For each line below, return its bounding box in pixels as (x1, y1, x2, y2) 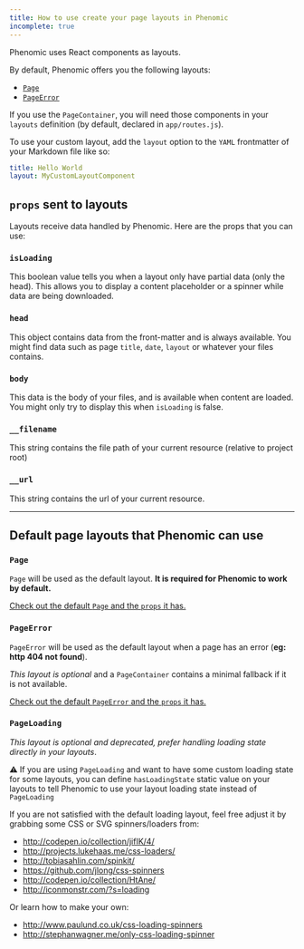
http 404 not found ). (9, 651, 88, 662)
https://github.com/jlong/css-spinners (22, 865, 165, 876)
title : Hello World (9, 163, 83, 172)
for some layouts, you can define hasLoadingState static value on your (9, 773, 271, 784)
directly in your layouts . (9, 746, 97, 757)
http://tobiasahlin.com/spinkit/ (22, 855, 136, 866)
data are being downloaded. (9, 291, 115, 302)
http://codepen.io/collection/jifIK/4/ (22, 836, 156, 847)
